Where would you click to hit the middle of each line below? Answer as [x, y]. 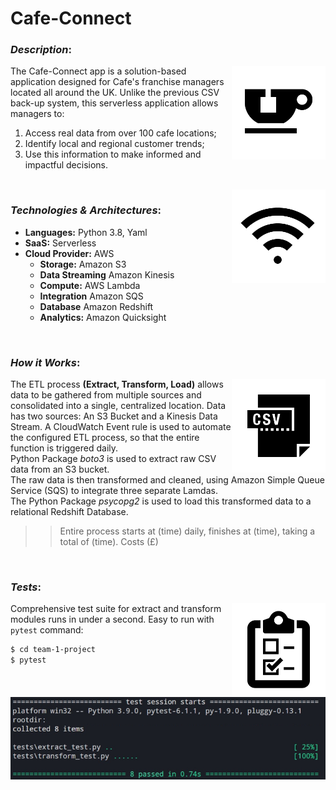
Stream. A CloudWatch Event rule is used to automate [121, 427]
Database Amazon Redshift [96, 306]
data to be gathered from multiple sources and [106, 395]
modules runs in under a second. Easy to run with [112, 619]
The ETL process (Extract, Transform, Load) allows [117, 384]
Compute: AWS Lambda [90, 285]
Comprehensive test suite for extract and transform [116, 609]
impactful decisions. [66, 165]
